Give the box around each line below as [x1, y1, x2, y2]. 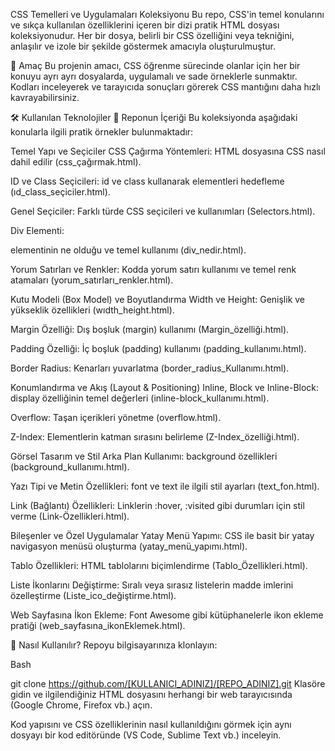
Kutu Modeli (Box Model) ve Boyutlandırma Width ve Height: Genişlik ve [10, 294, 306, 305]
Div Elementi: [10, 225, 65, 236]
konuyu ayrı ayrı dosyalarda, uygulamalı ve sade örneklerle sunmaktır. [10, 70, 298, 82]
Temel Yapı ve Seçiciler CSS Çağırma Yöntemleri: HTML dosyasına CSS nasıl [10, 145, 326, 157]
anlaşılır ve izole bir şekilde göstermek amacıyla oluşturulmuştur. [10, 40, 276, 52]
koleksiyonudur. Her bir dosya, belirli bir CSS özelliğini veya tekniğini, [10, 30, 295, 41]
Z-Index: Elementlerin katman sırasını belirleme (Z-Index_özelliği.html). [10, 431, 300, 443]
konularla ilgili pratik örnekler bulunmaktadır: [10, 126, 194, 138]
